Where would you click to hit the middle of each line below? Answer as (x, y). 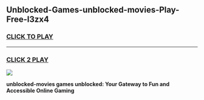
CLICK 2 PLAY (27, 59)
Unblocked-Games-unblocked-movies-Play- (93, 10)
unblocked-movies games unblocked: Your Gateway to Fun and (88, 84)
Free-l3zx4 (28, 20)
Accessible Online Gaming (40, 90)
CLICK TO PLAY (30, 37)
